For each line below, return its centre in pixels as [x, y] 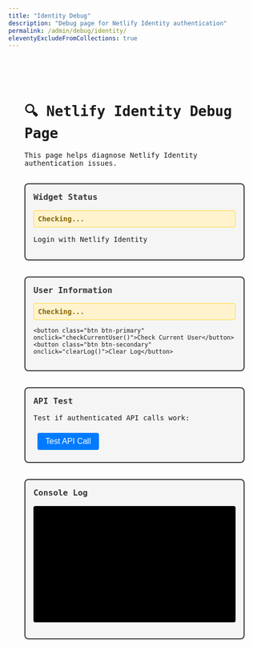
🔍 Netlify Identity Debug [128, 111]
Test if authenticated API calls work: [111, 418]
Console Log [60, 493]
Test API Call [68, 441]
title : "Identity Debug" [50, 16]
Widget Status [66, 197]
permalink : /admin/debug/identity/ [68, 30]
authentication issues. [71, 164]
